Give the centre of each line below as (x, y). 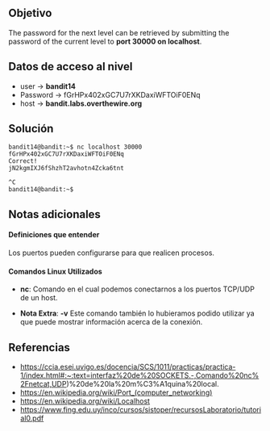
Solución (31, 129)
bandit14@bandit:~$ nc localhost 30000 (75, 147)
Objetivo (30, 13)
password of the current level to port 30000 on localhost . (105, 41)
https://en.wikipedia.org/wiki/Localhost (85, 401)
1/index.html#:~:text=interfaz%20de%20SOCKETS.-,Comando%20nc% (139, 375)
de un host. (39, 298)
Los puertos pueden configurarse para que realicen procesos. (112, 253)
